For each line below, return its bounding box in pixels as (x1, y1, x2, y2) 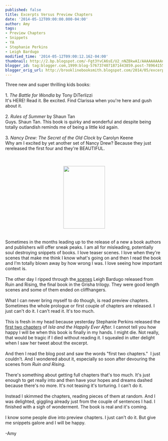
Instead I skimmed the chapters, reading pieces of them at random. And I (5, 393, 156, 399)
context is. (5, 266, 27, 271)
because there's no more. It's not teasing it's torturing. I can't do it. (5, 382, 143, 388)
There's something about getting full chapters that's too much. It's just (5, 372, 150, 378)
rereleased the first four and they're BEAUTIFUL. (5, 146, 105, 151)
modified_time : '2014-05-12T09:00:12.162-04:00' (5, 54, 108, 59)
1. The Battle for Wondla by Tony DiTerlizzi (5, 92, 93, 98)
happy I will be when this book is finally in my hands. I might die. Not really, (5, 329, 159, 335)
